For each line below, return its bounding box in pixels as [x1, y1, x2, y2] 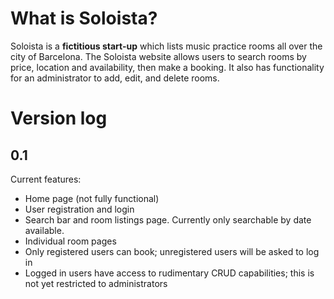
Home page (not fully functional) [24, 192, 160, 204]
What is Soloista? [10, 7, 158, 30]
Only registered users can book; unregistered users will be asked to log [24, 245, 320, 257]
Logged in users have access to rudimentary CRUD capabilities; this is [24, 267, 315, 279]
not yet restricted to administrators [24, 277, 168, 289]
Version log [10, 107, 108, 130]
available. [24, 224, 65, 236]
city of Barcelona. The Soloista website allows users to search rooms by [10, 50, 307, 62]
